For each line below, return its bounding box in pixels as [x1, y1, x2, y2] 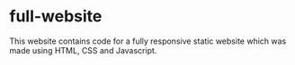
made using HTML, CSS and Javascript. [9, 45, 157, 55]
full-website [9, 6, 103, 27]
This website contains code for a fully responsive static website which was [9, 36, 287, 46]
